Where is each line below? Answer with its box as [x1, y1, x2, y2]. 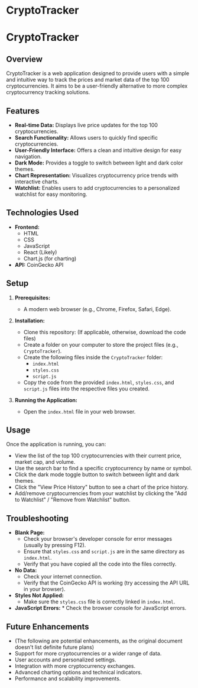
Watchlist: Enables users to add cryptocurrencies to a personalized [14, 185, 180, 191]
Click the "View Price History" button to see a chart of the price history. [14, 483, 189, 491]
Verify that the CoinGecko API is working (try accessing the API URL [23, 579, 190, 586]
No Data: [14, 567, 37, 574]
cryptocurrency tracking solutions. [6, 89, 90, 96]
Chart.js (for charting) [23, 255, 77, 262]
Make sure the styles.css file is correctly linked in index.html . [23, 598, 176, 605]
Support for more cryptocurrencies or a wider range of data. [14, 650, 162, 657]
